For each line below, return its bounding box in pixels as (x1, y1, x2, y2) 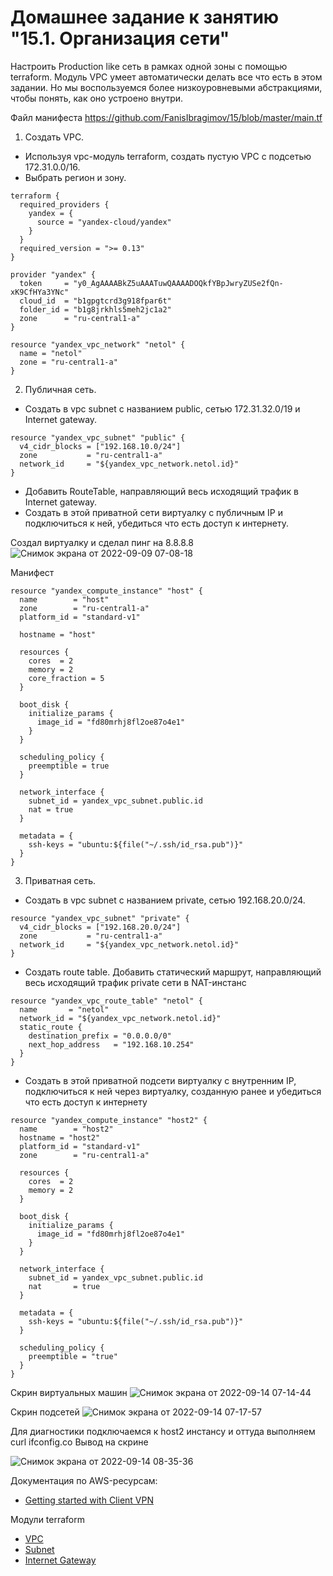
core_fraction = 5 (28, 673, 105, 683)
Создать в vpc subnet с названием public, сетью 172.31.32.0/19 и (24, 402, 301, 415)
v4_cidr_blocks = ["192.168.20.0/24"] (19, 922, 182, 932)
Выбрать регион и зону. (24, 171, 127, 183)
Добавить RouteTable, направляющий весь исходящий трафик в (24, 485, 299, 497)
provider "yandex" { (10, 269, 97, 280)
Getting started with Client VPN (24, 1494, 155, 1506)
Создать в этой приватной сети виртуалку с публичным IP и (24, 506, 283, 518)
